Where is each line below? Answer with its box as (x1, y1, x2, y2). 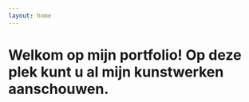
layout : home (8, 11, 52, 20)
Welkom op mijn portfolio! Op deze (8, 45, 242, 64)
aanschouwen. (8, 80, 109, 98)
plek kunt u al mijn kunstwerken (8, 63, 224, 80)
